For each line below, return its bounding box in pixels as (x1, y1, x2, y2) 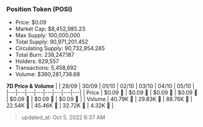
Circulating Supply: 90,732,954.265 (15, 45, 105, 52)
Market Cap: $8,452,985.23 (15, 25, 86, 32)
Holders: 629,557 (15, 57, 59, 65)
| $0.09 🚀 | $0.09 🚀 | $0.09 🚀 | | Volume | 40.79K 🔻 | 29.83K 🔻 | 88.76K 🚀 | (6, 95, 193, 103)
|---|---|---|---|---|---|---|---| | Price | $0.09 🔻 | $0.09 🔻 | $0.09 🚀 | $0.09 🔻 (6, 89, 198, 96)
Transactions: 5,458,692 (15, 64, 77, 71)
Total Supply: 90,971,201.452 (15, 38, 89, 46)
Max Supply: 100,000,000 (15, 32, 81, 39)
